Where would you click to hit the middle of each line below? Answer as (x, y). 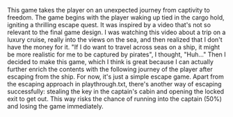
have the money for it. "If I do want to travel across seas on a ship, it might (114, 47)
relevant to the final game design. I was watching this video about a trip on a (116, 32)
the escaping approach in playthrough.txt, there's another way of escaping (114, 84)
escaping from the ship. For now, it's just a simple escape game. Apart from (115, 77)
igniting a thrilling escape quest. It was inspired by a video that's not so (109, 25)
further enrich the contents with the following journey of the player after (110, 69)
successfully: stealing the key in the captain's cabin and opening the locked (116, 91)
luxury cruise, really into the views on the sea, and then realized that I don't (115, 40)
